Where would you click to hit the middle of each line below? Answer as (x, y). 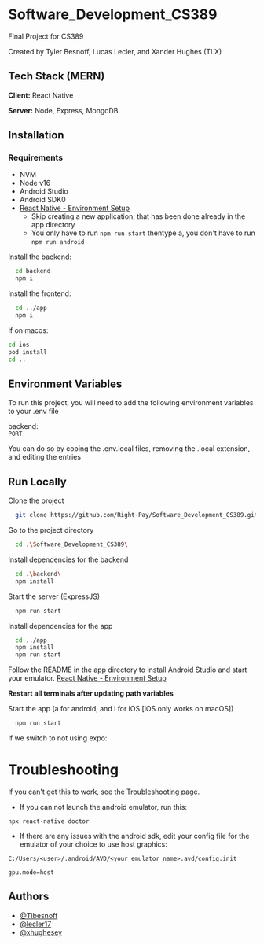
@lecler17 (35, 924)
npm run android (58, 242)
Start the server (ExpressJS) (54, 596)
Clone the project (36, 500)
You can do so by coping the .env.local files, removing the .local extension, (129, 449)
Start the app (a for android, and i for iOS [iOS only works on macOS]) (121, 709)
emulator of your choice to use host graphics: (93, 844)
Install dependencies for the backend (68, 559)
